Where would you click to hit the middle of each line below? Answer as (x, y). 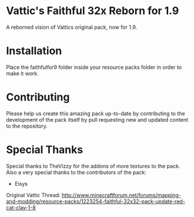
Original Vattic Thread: (33, 195)
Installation (34, 51)
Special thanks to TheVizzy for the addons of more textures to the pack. (93, 166)
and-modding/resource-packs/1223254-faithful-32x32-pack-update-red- (96, 201)
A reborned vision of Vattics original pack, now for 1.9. (72, 27)
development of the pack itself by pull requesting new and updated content (97, 119)
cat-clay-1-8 (21, 208)
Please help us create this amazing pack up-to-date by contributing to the (96, 113)
